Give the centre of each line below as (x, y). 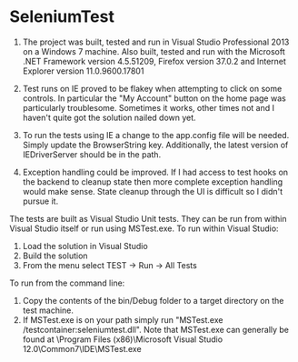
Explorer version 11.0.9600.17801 (83, 71)
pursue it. (40, 201)
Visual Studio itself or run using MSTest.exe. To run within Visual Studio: (144, 228)
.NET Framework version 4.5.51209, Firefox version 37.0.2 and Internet (154, 61)
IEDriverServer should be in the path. (92, 154)
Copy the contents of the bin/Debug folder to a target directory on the (153, 300)
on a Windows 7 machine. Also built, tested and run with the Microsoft (154, 51)
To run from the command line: (67, 283)
